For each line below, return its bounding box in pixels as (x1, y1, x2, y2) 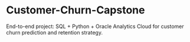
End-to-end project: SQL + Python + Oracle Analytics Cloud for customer (6, 23, 184, 30)
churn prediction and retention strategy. (6, 29, 103, 36)
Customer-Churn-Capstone (6, 3, 145, 17)
